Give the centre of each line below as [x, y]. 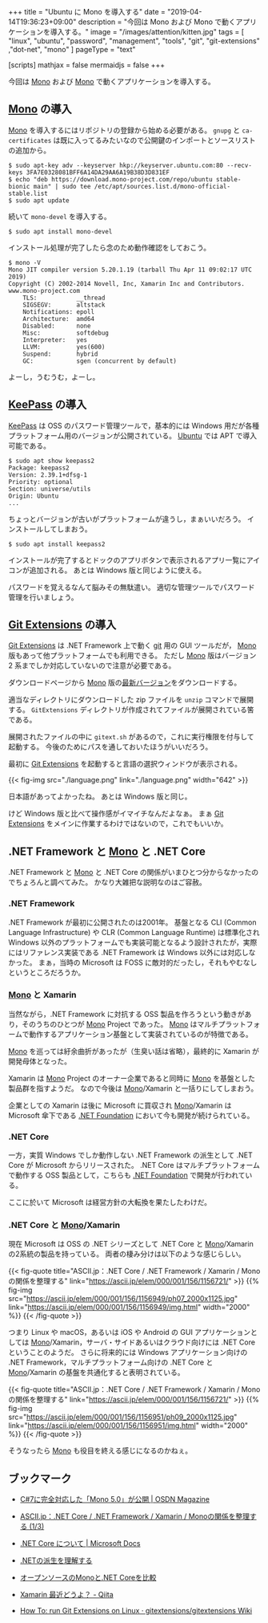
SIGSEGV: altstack [64, 305]
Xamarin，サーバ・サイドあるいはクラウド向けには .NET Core [154, 1342]
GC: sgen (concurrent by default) [100, 361]
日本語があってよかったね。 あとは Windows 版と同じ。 [100, 796]
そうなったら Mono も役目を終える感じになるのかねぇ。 [100, 1450]
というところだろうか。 [47, 972]
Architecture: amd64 [58, 319]
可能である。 [29, 445]
